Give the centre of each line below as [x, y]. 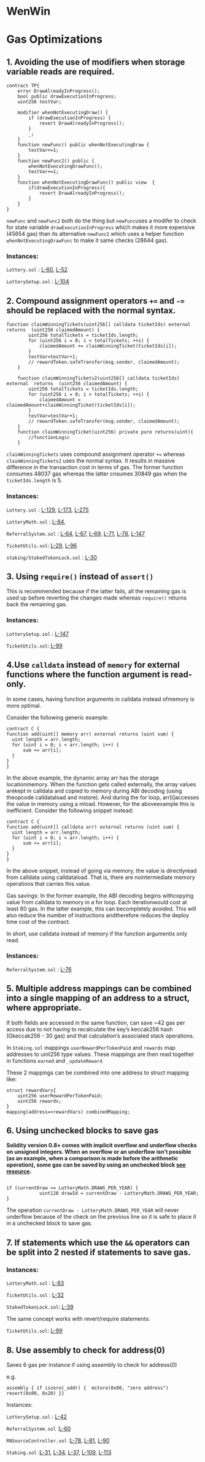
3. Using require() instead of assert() [80, 577]
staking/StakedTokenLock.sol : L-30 [52, 557]
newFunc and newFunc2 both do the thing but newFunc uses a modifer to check [101, 221]
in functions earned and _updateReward [54, 1060]
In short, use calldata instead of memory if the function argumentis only [97, 933]
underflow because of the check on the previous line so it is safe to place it [101, 1217]
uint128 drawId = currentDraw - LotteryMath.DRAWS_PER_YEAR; [119, 1194]
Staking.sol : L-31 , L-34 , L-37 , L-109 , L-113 [59, 1452]
